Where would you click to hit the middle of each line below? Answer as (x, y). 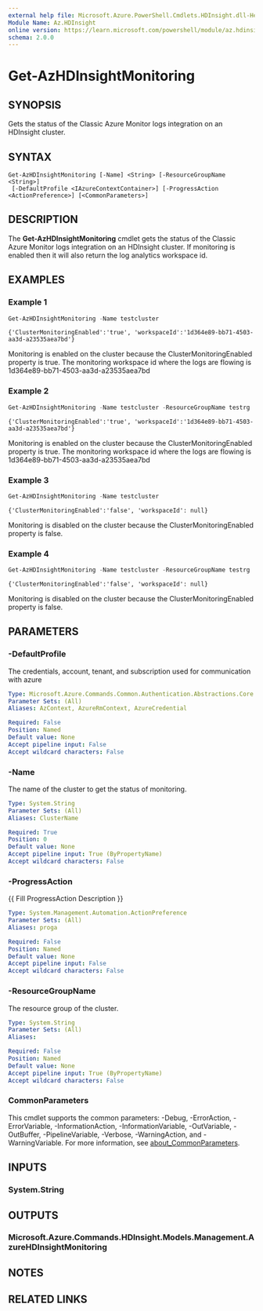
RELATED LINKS (48, 1300)
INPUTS (27, 1168)
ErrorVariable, (31, 1126)
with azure (25, 679)
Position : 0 (27, 840)
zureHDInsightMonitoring (58, 1247)
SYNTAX (30, 157)
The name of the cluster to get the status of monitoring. (97, 789)
